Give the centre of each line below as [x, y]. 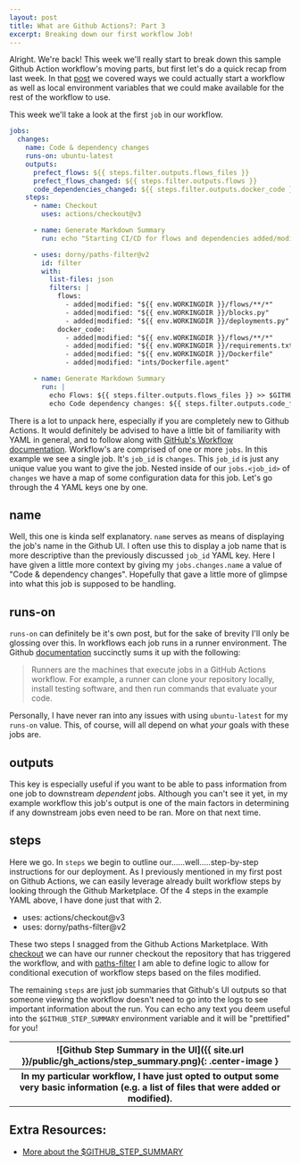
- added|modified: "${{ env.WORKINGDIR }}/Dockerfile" [170, 354]
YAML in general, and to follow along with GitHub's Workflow [121, 439]
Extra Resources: [58, 1130]
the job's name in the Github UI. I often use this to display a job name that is [148, 546]
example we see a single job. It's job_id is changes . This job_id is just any [144, 458]
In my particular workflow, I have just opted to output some [150, 1076]
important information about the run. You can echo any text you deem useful [150, 1009]
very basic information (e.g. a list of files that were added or [150, 1087]
